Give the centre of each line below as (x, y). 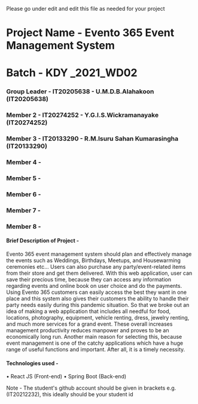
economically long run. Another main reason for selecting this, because (94, 336)
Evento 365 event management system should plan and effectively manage (99, 254)
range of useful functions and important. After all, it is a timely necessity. (96, 349)
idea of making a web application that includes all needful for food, (89, 311)
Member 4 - (24, 162)
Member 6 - (24, 194)
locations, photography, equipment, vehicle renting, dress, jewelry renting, (98, 317)
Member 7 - (23, 210)
